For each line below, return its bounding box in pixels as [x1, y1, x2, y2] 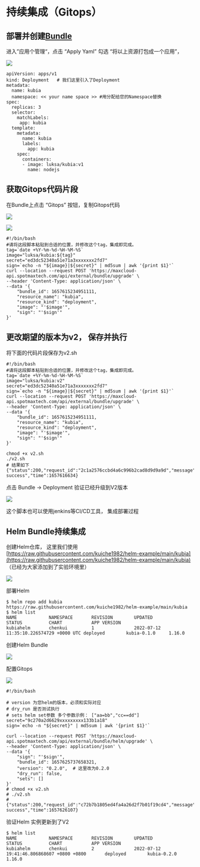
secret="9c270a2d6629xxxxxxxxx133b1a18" [6, 718, 108, 724]
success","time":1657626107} [6, 807, 79, 813]
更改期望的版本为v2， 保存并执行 [6, 332, 127, 343]
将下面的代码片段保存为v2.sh [6, 349, 77, 356]
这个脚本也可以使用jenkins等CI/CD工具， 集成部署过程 [6, 507, 139, 514]
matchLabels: [17, 115, 49, 121]
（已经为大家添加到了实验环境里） [6, 563, 90, 571]
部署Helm [6, 587, 30, 595]
